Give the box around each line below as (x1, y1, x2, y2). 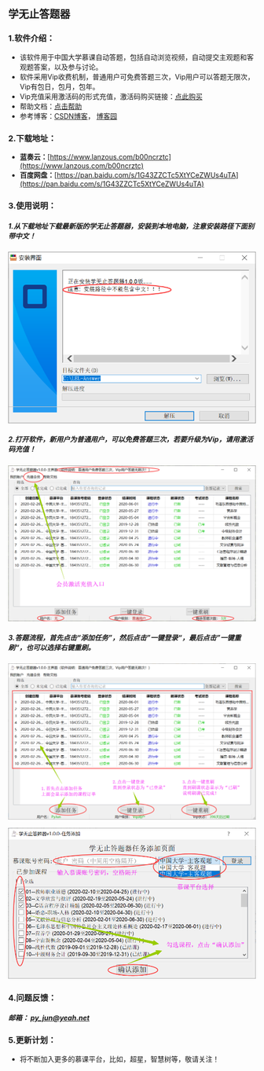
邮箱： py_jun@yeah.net (8, 1013, 90, 1023)
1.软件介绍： (8, 33, 55, 44)
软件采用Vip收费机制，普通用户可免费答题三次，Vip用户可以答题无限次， (19, 72, 255, 81)
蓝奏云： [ (19, 152, 50, 161)
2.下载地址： (8, 133, 57, 144)
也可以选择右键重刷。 (26, 643, 96, 652)
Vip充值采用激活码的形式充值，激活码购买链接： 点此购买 (19, 91, 203, 101)
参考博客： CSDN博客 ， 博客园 (19, 111, 118, 120)
